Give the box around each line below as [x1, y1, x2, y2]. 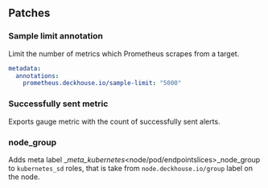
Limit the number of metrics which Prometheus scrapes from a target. [8, 48, 240, 59]
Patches [8, 6, 51, 20]
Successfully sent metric [8, 98, 109, 109]
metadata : [8, 64, 42, 72]
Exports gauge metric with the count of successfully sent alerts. [8, 116, 221, 126]
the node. [8, 172, 40, 182]
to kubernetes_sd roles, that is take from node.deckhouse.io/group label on [8, 163, 254, 173]
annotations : [15, 72, 60, 80]
